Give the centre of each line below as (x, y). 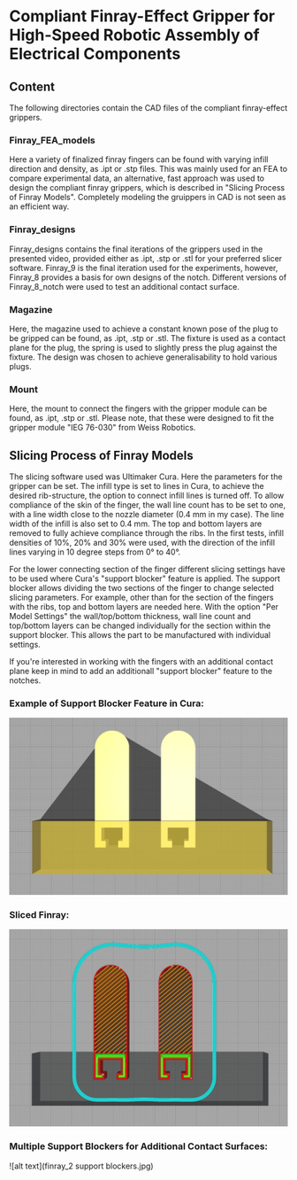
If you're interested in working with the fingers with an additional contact (141, 661)
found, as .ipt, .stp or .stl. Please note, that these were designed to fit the (141, 418)
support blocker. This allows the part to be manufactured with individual (140, 635)
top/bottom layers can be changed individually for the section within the (140, 625)
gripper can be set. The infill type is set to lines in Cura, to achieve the (137, 486)
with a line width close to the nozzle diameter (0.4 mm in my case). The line (147, 514)
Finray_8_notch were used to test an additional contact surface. (125, 286)
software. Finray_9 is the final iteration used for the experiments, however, (144, 268)
